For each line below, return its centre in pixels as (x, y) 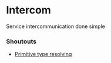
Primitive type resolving (43, 54)
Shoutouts (21, 41)
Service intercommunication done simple (56, 26)
